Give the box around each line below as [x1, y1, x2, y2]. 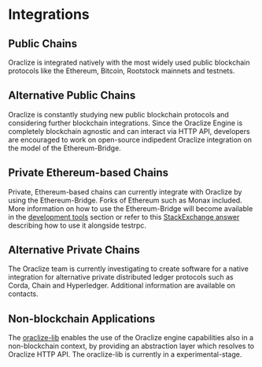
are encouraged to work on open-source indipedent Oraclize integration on [8, 135, 252, 144]
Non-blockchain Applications [8, 312, 156, 325]
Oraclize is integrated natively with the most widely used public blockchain [8, 57, 250, 67]
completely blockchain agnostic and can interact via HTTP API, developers [8, 126, 250, 135]
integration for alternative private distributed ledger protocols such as [8, 272, 234, 282]
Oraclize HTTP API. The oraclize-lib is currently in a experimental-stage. [8, 350, 242, 359]
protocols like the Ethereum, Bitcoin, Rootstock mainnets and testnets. [8, 66, 235, 76]
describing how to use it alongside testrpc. [8, 221, 147, 230]
